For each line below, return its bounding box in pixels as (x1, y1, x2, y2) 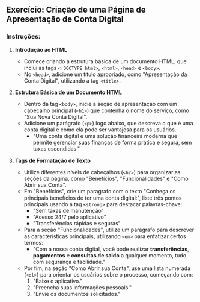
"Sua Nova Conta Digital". (23, 113, 88, 120)
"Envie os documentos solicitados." (32, 290, 121, 297)
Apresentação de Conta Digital (6, 14, 124, 25)
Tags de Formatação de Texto (14, 157, 91, 164)
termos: (23, 239, 43, 246)
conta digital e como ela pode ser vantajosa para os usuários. (23, 126, 177, 133)
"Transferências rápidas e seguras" (32, 219, 121, 227)
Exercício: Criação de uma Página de (6, 5, 146, 15)
